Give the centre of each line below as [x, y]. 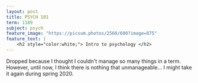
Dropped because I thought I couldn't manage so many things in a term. [94, 61]
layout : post [22, 11]
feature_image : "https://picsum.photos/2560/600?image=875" [82, 34]
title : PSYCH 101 [27, 17]
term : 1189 [20, 22]
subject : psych [25, 28]
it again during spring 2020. [40, 74]
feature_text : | [26, 39]
